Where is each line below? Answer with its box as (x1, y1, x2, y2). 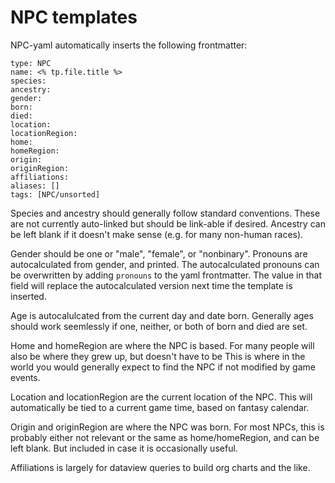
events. (10, 371, 41, 383)
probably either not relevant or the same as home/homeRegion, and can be (10, 431, 320, 443)
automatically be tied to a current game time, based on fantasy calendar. (10, 401, 310, 413)
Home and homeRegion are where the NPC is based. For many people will (10, 339, 315, 351)
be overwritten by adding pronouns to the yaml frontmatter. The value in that (10, 269, 322, 281)
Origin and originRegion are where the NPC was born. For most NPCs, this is (10, 421, 325, 433)
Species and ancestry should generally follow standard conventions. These (10, 207, 321, 219)
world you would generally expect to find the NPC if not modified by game (10, 361, 316, 373)
